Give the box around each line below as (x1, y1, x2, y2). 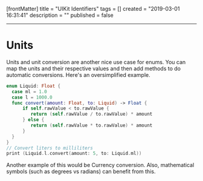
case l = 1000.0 (11, 94, 53, 100)
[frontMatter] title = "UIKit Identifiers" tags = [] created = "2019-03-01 (6, 5, 180, 12)
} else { (22, 117, 45, 123)
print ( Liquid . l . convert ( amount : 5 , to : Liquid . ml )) (6, 151, 142, 157)
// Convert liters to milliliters (6, 145, 94, 151)
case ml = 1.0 (11, 88, 47, 94)
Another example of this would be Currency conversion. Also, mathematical (6, 162, 195, 169)
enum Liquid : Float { (6, 83, 61, 89)
